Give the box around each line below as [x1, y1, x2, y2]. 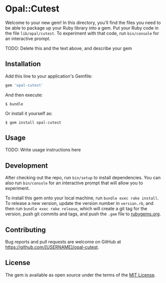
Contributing [5, 225, 46, 234]
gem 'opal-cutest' [5, 83, 43, 88]
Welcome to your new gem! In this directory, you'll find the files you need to [5, 20, 161, 26]
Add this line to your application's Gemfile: [5, 73, 92, 79]
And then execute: [5, 92, 43, 98]
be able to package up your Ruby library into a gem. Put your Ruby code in [5, 25, 159, 31]
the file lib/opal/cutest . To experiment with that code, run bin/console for [5, 30, 159, 36]
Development [5, 161, 48, 170]
